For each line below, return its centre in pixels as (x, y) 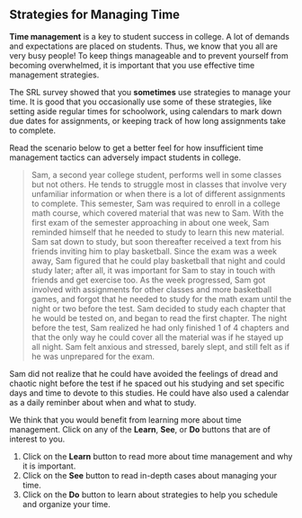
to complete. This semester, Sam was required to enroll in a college (155, 203)
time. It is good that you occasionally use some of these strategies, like (141, 102)
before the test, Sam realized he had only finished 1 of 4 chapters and (160, 327)
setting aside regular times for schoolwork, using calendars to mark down (146, 111)
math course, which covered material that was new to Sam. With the (158, 213)
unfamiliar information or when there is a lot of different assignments (158, 193)
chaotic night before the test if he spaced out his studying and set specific (147, 383)
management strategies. (54, 75)
